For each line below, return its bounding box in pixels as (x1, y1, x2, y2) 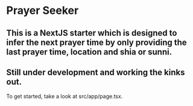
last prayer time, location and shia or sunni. (6, 47, 172, 57)
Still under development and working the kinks (6, 67, 185, 78)
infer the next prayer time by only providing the (6, 37, 187, 47)
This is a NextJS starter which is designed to (6, 28, 177, 38)
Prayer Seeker (6, 4, 79, 18)
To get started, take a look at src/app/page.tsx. (6, 93, 123, 100)
